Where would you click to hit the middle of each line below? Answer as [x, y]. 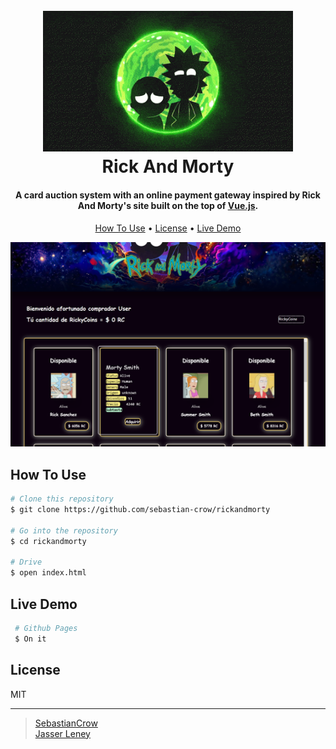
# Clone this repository [62, 499]
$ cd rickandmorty [48, 541]
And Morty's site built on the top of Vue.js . [168, 205]
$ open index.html [48, 573]
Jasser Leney [62, 733]
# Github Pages [46, 629]
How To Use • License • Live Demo [168, 228]
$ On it [30, 639]
